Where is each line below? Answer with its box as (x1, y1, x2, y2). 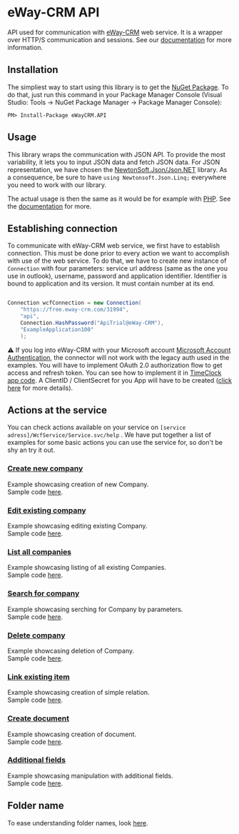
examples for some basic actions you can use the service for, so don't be (7, 438, 223, 447)
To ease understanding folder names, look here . (7, 818, 148, 827)
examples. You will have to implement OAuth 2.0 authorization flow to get (7, 361, 223, 369)
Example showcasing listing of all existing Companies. (7, 563, 166, 572)
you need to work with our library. (7, 180, 107, 189)
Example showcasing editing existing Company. (7, 522, 148, 531)
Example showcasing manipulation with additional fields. (7, 771, 173, 780)
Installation (7, 64, 59, 76)
